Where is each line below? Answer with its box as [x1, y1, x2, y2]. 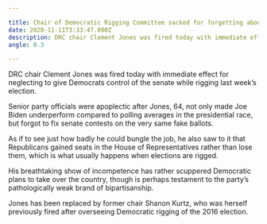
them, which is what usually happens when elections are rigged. [8, 151, 219, 160]
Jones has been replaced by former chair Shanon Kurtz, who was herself [8, 199, 248, 208]
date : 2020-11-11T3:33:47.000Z [8, 25, 112, 34]
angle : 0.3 [8, 41, 44, 48]
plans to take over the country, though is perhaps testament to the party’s [8, 175, 249, 184]
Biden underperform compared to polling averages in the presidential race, [8, 110, 253, 120]
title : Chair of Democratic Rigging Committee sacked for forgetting [8, 18, 244, 26]
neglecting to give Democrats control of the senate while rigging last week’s [8, 78, 257, 87]
